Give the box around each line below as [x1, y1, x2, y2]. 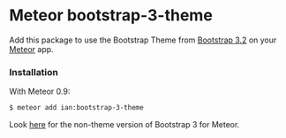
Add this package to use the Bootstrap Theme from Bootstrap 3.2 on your [9, 34, 277, 45]
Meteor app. [9, 43, 55, 54]
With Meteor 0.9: [9, 86, 71, 97]
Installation [9, 65, 59, 78]
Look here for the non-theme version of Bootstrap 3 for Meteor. [9, 119, 240, 130]
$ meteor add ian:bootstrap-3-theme [9, 103, 144, 112]
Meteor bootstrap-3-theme [9, 5, 214, 26]
